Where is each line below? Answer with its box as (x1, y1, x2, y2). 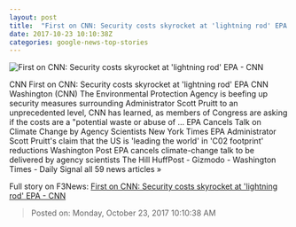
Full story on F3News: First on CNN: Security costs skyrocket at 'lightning (9, 181, 278, 192)
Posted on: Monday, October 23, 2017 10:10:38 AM (30, 207, 216, 218)
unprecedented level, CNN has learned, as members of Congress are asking (9, 107, 288, 118)
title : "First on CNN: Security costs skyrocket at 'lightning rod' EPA (9, 21, 288, 30)
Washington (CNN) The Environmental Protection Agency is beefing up (9, 89, 269, 99)
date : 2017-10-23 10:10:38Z (9, 29, 113, 38)
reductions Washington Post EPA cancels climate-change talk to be (9, 145, 255, 156)
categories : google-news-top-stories (9, 37, 149, 47)
